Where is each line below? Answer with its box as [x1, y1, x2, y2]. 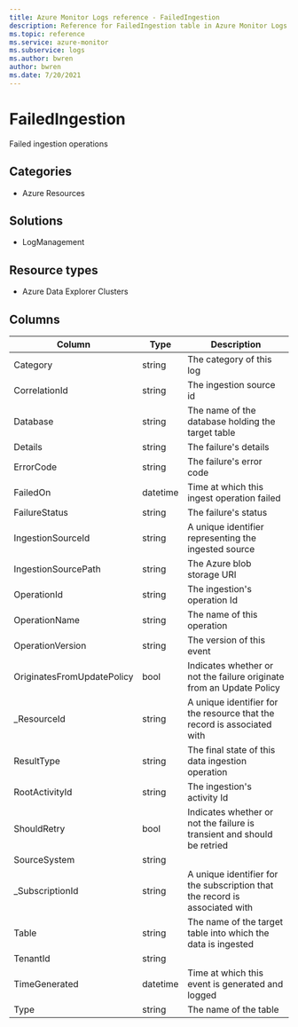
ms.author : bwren [9, 54, 74, 63]
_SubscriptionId [13, 884, 79, 897]
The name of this [187, 608, 258, 620]
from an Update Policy [187, 681, 281, 693]
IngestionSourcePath [13, 563, 101, 575]
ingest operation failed [187, 492, 281, 504]
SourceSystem [13, 853, 75, 865]
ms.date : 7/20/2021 [9, 71, 82, 80]
